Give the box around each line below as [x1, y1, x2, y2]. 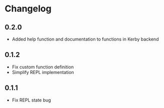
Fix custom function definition [12, 63, 74, 70]
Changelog [5, 3, 52, 14]
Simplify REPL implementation [12, 69, 74, 75]
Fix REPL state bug [12, 97, 51, 103]
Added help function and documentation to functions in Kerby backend [12, 36, 159, 42]
